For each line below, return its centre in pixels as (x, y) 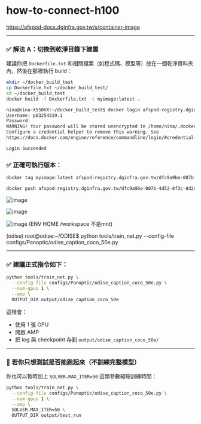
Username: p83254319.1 (34, 115)
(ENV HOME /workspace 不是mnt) (71, 224)
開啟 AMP (27, 332)
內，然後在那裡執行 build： (39, 71)
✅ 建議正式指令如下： (37, 264)
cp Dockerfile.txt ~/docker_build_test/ (57, 88)
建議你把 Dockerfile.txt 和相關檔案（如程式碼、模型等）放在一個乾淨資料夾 (100, 63)
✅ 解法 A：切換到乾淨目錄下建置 (52, 49)
